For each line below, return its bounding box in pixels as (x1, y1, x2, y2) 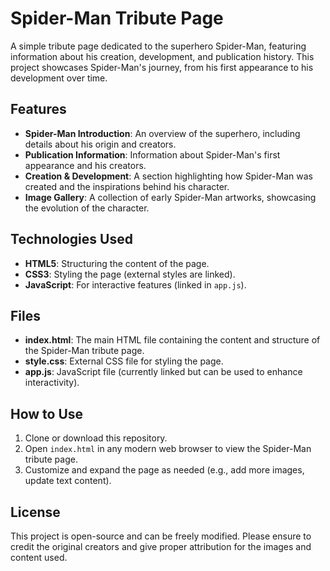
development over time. (10, 72, 108, 84)
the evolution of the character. (24, 202, 150, 214)
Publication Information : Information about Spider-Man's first (24, 148, 281, 161)
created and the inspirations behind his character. (24, 180, 230, 192)
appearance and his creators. (24, 159, 147, 171)
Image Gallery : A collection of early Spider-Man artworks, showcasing (24, 191, 317, 203)
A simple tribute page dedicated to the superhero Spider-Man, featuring (10, 40, 307, 52)
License (10, 503, 61, 521)
